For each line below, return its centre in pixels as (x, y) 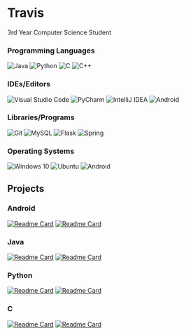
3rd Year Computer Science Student (59, 32)
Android (21, 209)
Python (20, 275)
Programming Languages (51, 51)
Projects (26, 189)
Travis (26, 13)
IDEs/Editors (29, 84)
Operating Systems (41, 151)
